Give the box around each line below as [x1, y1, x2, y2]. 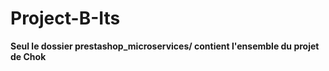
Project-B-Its [10, 7, 121, 30]
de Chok [10, 50, 47, 62]
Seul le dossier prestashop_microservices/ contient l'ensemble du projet [10, 40, 320, 52]
